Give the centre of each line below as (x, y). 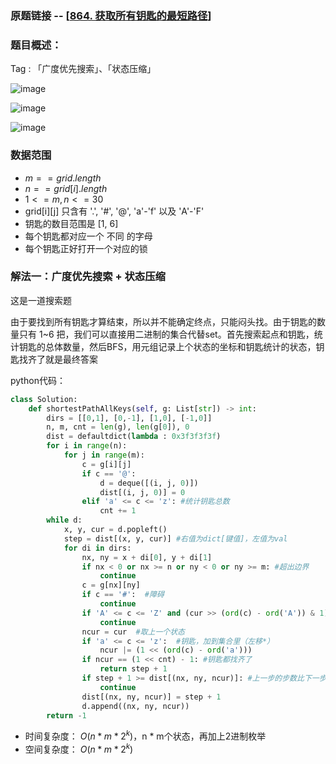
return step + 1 (133, 669)
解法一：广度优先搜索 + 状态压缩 (88, 277)
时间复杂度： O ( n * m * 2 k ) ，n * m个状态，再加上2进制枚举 (145, 735)
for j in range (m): (104, 455)
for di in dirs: (97, 548)
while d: (64, 520)
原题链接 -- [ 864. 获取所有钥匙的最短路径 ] (111, 15)
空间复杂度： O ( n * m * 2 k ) (79, 748)
